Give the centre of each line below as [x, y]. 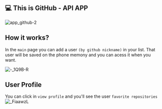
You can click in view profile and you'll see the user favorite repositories [81, 96]
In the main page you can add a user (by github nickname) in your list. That [80, 49]
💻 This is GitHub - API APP [47, 8]
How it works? [27, 38]
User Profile [24, 85]
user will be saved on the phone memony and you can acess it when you [78, 55]
